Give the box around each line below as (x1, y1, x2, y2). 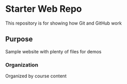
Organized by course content (5, 73, 67, 79)
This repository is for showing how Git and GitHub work (5, 20, 122, 26)
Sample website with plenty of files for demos (5, 48, 102, 54)
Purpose (5, 35, 33, 44)
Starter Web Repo (5, 3, 82, 15)
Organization (5, 61, 38, 68)
